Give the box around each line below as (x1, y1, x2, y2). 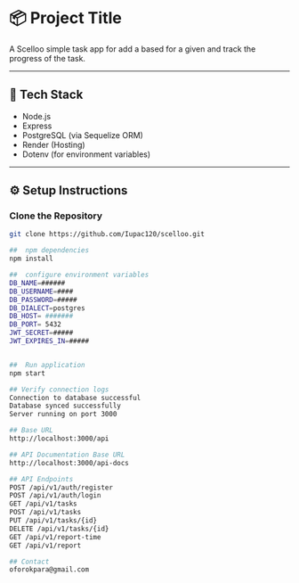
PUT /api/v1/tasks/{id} (9, 516, 98, 525)
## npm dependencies (9, 246, 90, 255)
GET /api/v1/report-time (9, 532, 101, 541)
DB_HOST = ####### (9, 312, 74, 321)
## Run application (9, 360, 86, 369)
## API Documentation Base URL (9, 450, 125, 459)
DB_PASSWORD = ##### (9, 295, 77, 304)
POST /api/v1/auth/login (9, 491, 101, 500)
